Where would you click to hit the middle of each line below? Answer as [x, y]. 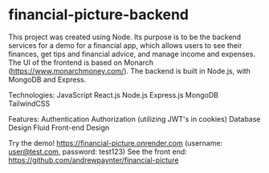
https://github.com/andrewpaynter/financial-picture [94, 160]
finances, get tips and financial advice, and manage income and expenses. [132, 54]
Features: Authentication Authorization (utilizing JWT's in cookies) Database [134, 119]
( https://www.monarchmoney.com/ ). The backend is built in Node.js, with [130, 70]
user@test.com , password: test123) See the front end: [98, 151]
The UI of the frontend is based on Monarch [81, 62]
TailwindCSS [29, 103]
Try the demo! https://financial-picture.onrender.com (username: [116, 143]
